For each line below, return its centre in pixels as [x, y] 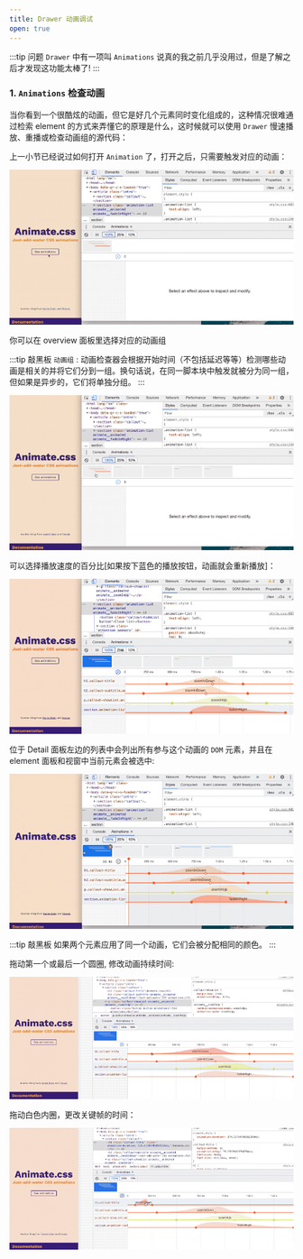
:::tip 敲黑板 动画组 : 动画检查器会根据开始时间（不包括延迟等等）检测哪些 [144, 359]
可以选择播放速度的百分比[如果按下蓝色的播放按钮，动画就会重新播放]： [143, 565]
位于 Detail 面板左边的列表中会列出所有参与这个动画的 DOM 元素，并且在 [141, 749]
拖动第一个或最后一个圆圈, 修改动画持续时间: [92, 963]
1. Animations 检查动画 [57, 93]
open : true [30, 28]
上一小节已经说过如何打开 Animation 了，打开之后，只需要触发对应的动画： [148, 156]
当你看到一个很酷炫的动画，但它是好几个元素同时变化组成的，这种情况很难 [147, 115]
